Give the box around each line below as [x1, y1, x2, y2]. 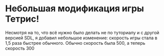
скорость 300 [5, 45, 35, 51]
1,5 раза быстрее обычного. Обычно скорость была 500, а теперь [5, 40, 146, 46]
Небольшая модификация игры [5, 3, 145, 14]
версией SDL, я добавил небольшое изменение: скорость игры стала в [5, 35, 158, 41]
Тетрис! [5, 13, 39, 25]
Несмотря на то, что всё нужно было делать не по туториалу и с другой [5, 29, 160, 35]
